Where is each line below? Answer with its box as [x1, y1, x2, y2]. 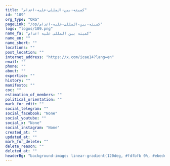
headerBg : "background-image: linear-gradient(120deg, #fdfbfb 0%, [5, 153, 151, 158]
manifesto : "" [5, 82, 35, 88]
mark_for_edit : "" [5, 102, 44, 107]
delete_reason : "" [5, 144, 44, 149]
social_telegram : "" [5, 106, 49, 111]
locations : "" [5, 45, 35, 50]
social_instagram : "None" [5, 125, 60, 130]
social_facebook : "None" [5, 111, 58, 116]
